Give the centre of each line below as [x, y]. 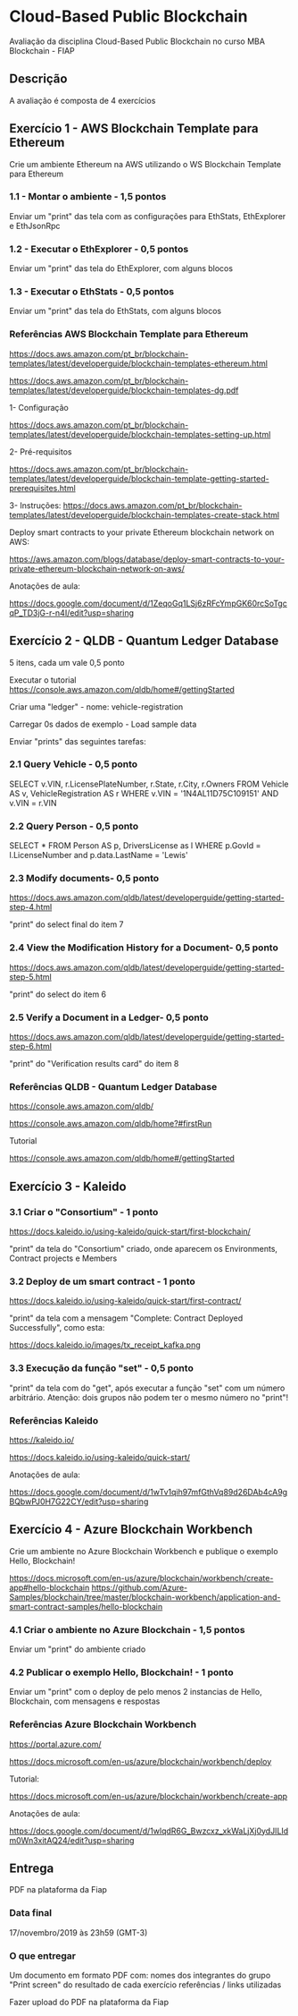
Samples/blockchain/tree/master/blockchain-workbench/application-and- [145, 1597]
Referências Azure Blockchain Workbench [103, 1724]
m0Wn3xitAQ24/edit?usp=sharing [72, 1840]
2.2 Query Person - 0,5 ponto [74, 826]
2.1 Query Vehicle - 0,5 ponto [74, 764]
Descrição [38, 79]
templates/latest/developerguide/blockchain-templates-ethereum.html [138, 363]
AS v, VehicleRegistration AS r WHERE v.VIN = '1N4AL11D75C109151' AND [144, 793]
